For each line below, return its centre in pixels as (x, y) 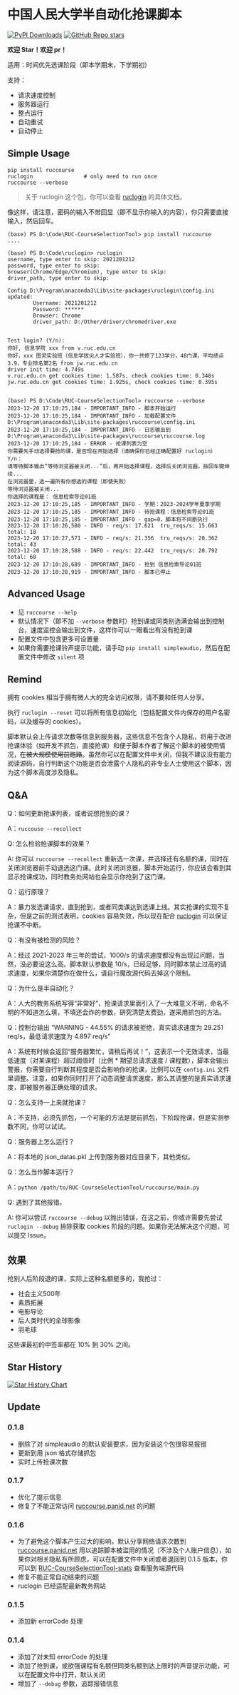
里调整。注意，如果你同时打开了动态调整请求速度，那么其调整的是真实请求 (116, 1078)
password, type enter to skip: (54, 265)
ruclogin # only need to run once (83, 176)
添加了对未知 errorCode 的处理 (63, 1656)
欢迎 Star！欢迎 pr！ (37, 49)
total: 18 (22, 532)
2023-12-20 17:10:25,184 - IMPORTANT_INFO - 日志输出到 (89, 430)
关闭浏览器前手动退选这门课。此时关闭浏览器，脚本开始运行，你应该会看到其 (119, 868)
